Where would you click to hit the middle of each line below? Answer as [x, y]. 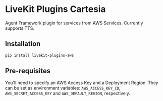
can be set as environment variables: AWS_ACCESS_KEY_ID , [63, 88]
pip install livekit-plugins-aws [40, 55]
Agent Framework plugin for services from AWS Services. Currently [74, 23]
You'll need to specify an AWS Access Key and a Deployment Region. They [82, 83]
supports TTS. [20, 28]
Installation [23, 44]
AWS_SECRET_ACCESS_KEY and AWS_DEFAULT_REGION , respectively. [68, 94]
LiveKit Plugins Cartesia [55, 9]
